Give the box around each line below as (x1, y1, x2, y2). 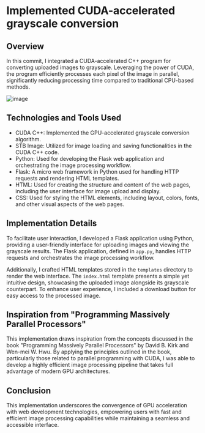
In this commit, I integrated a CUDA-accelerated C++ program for (6, 57, 171, 64)
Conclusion (6, 385, 51, 396)
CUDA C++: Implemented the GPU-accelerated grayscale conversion (15, 129, 190, 136)
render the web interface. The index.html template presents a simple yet (6, 272, 190, 279)
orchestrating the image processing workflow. (15, 161, 132, 169)
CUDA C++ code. (15, 148, 59, 156)
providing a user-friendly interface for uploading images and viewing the (6, 241, 190, 248)
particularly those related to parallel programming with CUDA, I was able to (6, 355, 195, 362)
